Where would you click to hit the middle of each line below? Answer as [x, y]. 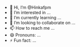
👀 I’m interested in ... [30, 12]
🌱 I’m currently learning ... [35, 18]
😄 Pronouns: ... [25, 35]
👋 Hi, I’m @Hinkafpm [30, 7]
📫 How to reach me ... [32, 28]
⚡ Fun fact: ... [23, 40]
